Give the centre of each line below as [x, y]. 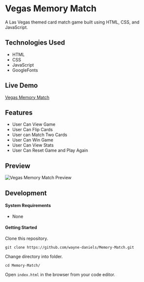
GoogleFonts [25, 70]
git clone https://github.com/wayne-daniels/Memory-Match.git [70, 247]
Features [19, 112]
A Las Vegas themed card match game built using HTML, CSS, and [72, 22]
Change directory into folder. [34, 256]
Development [26, 193]
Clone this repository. [27, 238]
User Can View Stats [33, 145]
